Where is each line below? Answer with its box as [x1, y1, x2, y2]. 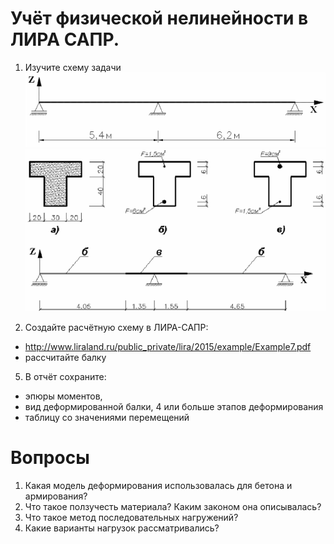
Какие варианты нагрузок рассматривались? [24, 522, 220, 534]
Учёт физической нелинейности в [10, 7, 309, 30]
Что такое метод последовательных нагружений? [24, 511, 239, 523]
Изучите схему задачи [24, 61, 122, 73]
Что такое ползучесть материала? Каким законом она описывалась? [24, 500, 322, 512]
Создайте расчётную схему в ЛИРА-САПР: [24, 321, 209, 333]
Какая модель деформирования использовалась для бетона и [24, 479, 293, 491]
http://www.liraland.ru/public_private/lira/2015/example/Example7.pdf [24, 340, 312, 352]
